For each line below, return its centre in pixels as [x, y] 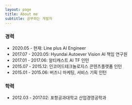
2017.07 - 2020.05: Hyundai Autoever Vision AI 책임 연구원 [70, 54]
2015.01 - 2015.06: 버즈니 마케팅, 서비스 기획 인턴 [59, 72]
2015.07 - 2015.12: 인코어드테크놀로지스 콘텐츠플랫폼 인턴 [67, 66]
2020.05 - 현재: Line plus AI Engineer [49, 48]
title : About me [21, 14]
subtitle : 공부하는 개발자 [29, 18]
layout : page [18, 9]
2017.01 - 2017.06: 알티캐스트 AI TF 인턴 [50, 60]
